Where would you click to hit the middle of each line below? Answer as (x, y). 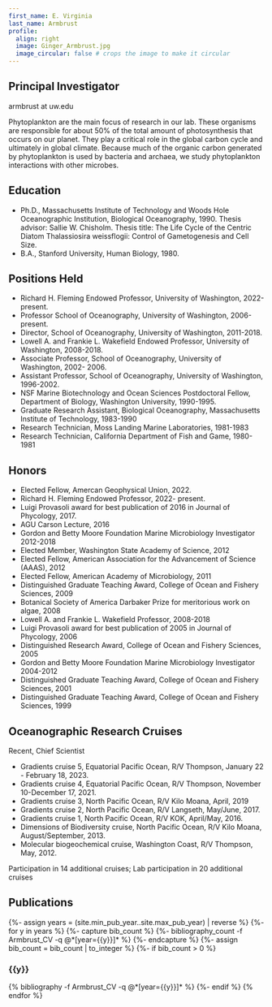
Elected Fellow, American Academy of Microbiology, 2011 (116, 577)
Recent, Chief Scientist (47, 751)
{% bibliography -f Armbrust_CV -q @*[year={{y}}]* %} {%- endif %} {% (131, 987)
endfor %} (26, 996)
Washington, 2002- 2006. (63, 367)
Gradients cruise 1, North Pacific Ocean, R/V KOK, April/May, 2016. (132, 819)
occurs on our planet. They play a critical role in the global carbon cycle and (136, 139)
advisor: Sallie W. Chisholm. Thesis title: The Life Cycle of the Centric (136, 227)
